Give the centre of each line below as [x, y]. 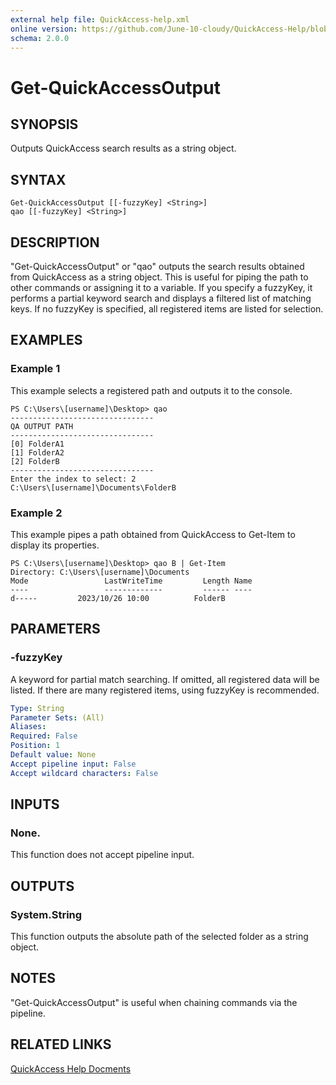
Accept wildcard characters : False [84, 773]
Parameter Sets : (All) [57, 717]
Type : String [37, 708]
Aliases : [28, 727]
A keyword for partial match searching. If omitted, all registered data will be [165, 679]
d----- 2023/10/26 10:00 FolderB [118, 598]
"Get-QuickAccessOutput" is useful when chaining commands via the [154, 1002]
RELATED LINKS [61, 1044]
